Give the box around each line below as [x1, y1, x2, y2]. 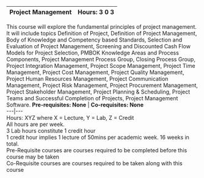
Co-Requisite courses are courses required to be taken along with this [6, 160, 183, 167]
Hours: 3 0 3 [77, 8, 115, 16]
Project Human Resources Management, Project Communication [6, 75, 169, 82]
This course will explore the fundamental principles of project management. [6, 23, 197, 30]
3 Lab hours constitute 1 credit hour [6, 127, 96, 134]
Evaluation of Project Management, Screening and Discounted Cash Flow [6, 43, 191, 50]
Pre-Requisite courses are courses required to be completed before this [6, 147, 188, 154]
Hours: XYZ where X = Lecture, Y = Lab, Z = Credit [6, 114, 134, 121]
